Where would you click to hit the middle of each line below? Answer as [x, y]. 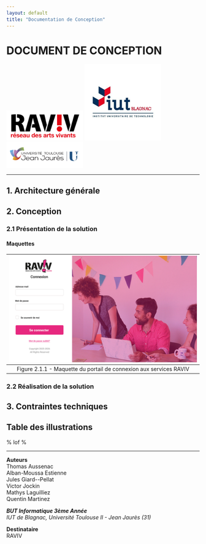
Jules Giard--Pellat [30, 479]
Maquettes [21, 243]
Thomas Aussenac [30, 466]
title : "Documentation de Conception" [56, 19]
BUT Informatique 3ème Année [47, 511]
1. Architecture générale [53, 191]
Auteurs [17, 459]
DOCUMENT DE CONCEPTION [84, 51]
